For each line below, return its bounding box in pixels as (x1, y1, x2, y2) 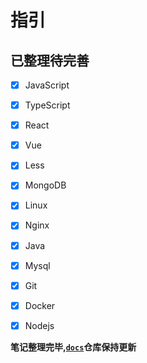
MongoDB (24, 179, 67, 191)
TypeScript (24, 99, 71, 111)
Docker (24, 299, 56, 311)
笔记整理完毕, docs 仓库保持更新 (10, 341, 137, 353)
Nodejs (24, 319, 55, 331)
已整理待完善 (10, 52, 90, 69)
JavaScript (24, 79, 70, 91)
